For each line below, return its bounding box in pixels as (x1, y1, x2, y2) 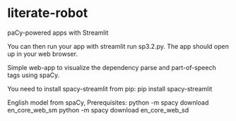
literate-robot (7, 5, 88, 21)
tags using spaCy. (7, 71, 60, 79)
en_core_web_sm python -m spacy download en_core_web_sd (7, 105, 189, 114)
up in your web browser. (7, 50, 78, 58)
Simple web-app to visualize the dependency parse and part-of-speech (7, 63, 217, 71)
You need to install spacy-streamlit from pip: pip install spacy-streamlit (7, 84, 213, 93)
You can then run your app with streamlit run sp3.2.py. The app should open (7, 42, 230, 50)
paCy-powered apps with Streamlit (7, 28, 109, 37)
